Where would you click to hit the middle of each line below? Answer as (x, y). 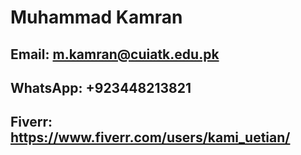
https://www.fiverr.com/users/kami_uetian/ (150, 137)
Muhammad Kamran (96, 17)
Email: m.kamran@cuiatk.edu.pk (115, 54)
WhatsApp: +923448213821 (101, 87)
